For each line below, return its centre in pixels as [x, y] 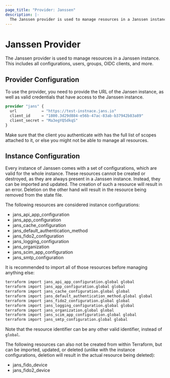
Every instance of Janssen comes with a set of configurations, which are [81, 168]
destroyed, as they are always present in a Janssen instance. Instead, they [83, 179]
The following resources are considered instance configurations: [73, 205]
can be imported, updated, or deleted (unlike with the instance [70, 350]
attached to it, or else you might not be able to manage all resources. [77, 140]
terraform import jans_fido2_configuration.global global [68, 301]
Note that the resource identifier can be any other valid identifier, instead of [84, 329]
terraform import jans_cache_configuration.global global [68, 292]
